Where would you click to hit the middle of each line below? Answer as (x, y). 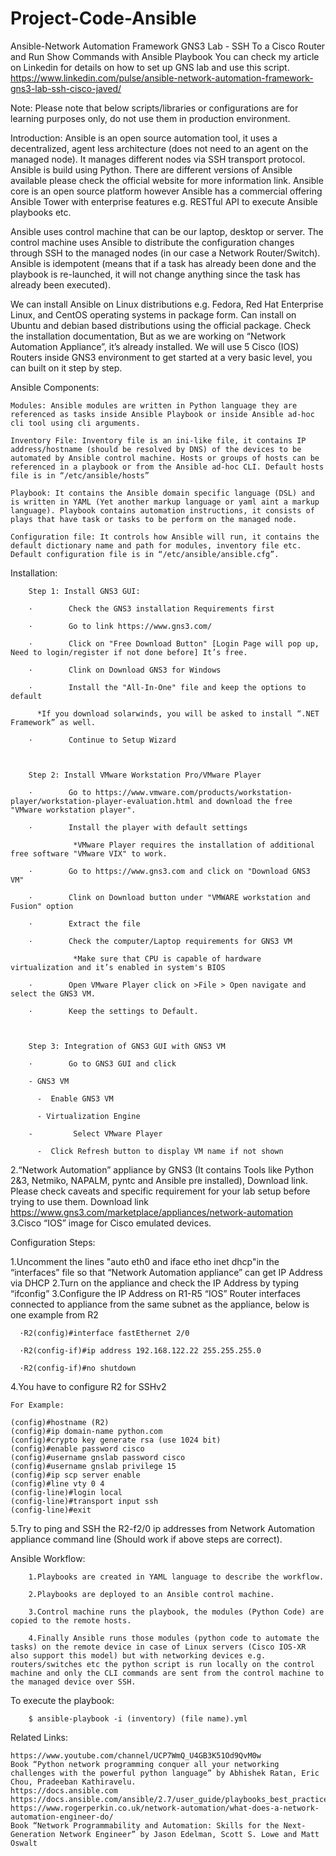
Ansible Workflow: (48, 1558)
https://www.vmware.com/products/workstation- (194, 792)
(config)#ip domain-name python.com (86, 1431)
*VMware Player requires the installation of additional (194, 845)
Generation (33, 1834)
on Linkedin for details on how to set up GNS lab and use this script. (150, 67)
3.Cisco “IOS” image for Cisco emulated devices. (111, 1223)
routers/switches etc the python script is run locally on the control (162, 1664)
